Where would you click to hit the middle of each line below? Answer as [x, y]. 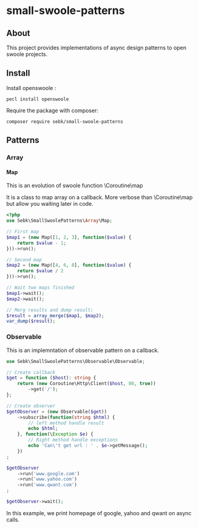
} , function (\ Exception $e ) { [56, 434]
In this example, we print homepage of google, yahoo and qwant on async [99, 513]
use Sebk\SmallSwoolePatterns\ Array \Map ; [59, 221]
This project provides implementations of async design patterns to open [96, 48]
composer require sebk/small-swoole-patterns [65, 121]
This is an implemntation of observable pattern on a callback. [83, 350]
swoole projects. [27, 54]
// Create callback [31, 372]
